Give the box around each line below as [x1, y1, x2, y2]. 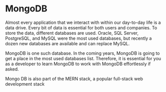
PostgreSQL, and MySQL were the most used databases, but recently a [5, 35, 152, 41]
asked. [5, 66, 19, 72]
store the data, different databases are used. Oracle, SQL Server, [5, 30, 139, 36]
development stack [5, 81, 45, 87]
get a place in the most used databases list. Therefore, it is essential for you [5, 55, 161, 61]
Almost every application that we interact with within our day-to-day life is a [5, 19, 161, 25]
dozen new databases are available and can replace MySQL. [5, 40, 130, 46]
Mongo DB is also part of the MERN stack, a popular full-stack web [5, 76, 143, 82]
